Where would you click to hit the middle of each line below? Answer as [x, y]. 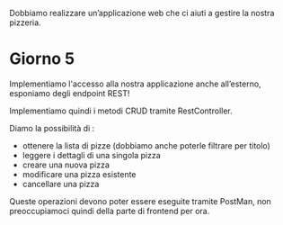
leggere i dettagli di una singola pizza [92, 155]
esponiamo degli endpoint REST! [70, 93]
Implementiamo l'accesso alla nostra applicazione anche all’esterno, [136, 84]
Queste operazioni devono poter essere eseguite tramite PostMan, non [140, 201]
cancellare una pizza [61, 184]
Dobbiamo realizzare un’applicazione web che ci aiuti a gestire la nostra [142, 13]
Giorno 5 [42, 59]
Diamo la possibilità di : [52, 128]
